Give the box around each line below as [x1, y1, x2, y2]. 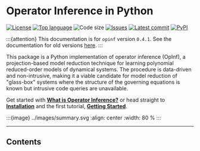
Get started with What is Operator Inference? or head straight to [6, 96, 165, 103]
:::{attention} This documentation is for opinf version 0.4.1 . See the [6, 35, 172, 42]
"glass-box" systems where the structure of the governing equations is [6, 78, 180, 86]
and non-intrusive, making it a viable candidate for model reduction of [6, 72, 177, 79]
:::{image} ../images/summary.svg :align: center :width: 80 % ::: [6, 114, 161, 121]
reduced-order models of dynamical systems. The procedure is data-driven [6, 65, 192, 73]
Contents [6, 137, 42, 147]
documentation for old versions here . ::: [6, 42, 103, 49]
